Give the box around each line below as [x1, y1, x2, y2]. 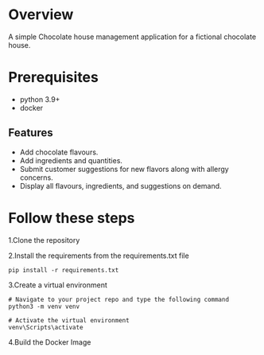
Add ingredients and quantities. [19, 155, 123, 165]
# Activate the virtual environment [8, 316, 130, 324]
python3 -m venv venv [8, 302, 80, 310]
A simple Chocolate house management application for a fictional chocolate [8, 32, 257, 41]
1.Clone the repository [8, 235, 80, 244]
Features [8, 126, 53, 140]
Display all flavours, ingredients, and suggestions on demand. [19, 181, 222, 190]
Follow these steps [8, 209, 135, 227]
